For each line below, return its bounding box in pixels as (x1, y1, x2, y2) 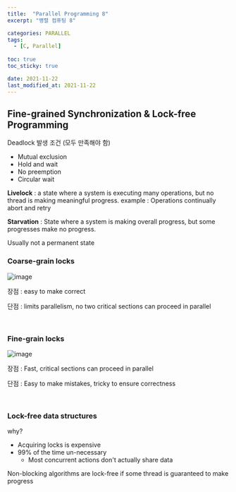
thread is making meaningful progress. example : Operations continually (7, 196, 216, 205)
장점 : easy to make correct (7, 287, 86, 295)
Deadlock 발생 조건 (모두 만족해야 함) (7, 138, 111, 147)
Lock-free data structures (7, 411, 97, 421)
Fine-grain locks (7, 333, 65, 343)
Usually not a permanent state (7, 239, 95, 247)
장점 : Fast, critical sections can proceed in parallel (7, 364, 154, 373)
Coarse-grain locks (7, 256, 75, 266)
